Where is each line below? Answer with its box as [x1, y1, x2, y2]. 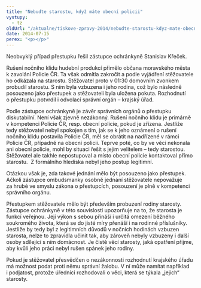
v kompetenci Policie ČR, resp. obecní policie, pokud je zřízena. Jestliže [6, 120, 184, 127]
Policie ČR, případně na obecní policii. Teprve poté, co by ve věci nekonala [6, 140, 190, 146]
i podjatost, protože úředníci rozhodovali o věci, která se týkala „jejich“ [6, 269, 179, 276]
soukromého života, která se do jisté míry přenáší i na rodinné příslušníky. [6, 219, 187, 227]
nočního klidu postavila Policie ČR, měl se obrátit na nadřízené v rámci [6, 133, 179, 140]
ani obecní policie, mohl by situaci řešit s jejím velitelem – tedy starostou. [6, 145, 185, 153]
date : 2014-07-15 [6, 31, 50, 37]
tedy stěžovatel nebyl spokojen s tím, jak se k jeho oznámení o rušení [6, 126, 176, 134]
